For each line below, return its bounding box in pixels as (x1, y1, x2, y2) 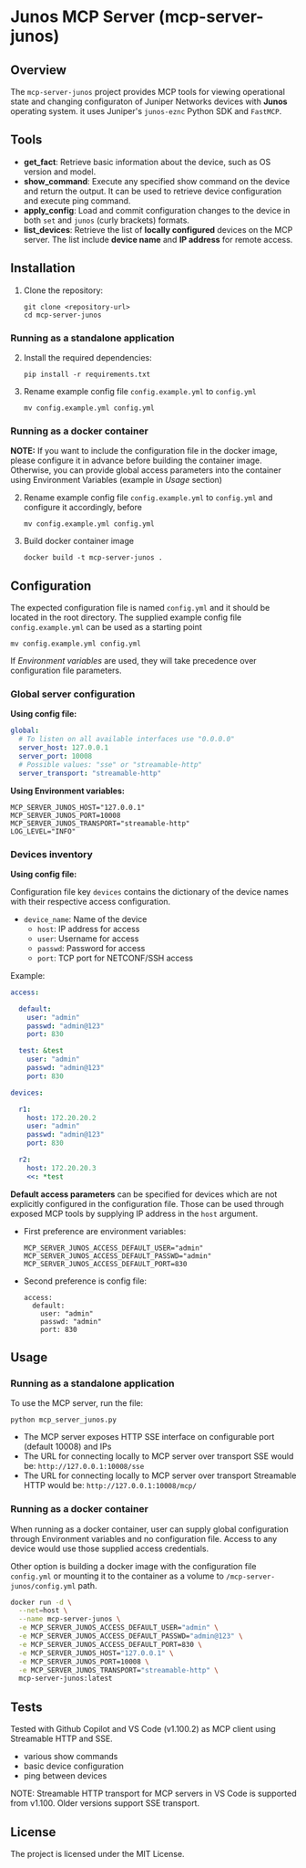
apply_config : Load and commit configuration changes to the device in (23, 205, 291, 215)
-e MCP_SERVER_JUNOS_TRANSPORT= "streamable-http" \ (18, 1665, 219, 1674)
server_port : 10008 (18, 751, 93, 761)
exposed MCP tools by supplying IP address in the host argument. (10, 1208, 259, 1219)
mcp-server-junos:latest (18, 1674, 113, 1684)
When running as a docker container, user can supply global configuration (10, 1523, 290, 1535)
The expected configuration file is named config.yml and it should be (10, 603, 270, 614)
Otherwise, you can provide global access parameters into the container (10, 465, 281, 476)
